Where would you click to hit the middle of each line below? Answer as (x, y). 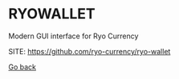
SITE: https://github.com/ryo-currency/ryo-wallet (89, 51)
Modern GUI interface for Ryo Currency (73, 36)
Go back (22, 67)
